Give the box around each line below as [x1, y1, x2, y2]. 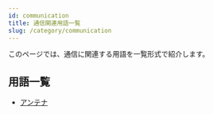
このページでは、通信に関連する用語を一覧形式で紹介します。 [8, 49, 210, 59]
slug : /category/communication [8, 26, 112, 34]
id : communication [8, 11, 69, 20]
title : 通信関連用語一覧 [8, 19, 81, 27]
